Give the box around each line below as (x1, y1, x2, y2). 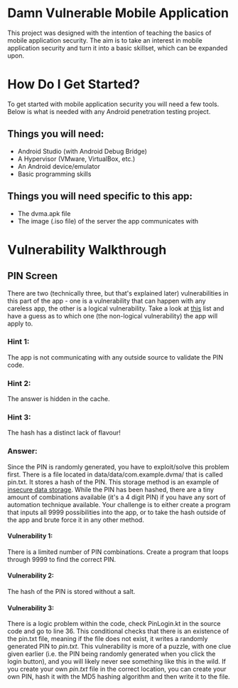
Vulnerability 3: (7, 603, 55, 612)
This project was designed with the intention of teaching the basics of (7, 28, 212, 37)
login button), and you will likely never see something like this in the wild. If (7, 657, 226, 666)
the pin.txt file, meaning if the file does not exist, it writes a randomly (7, 635, 208, 643)
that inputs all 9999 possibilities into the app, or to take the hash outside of (7, 508, 226, 516)
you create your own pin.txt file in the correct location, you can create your (7, 664, 227, 674)
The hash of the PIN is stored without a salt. (7, 588, 136, 596)
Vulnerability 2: (7, 571, 55, 580)
